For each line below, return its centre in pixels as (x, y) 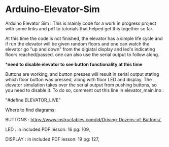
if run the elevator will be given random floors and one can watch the (77, 43)
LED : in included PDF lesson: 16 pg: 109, (48, 129)
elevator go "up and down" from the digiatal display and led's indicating (80, 49)
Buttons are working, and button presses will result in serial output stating (82, 74)
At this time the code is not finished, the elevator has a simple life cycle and (84, 38)
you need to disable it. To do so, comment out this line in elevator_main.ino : (84, 90)
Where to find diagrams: (30, 110)
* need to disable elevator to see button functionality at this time (74, 64)
